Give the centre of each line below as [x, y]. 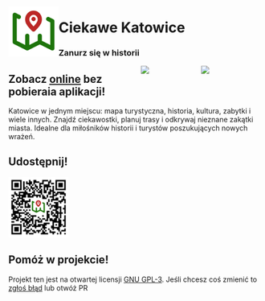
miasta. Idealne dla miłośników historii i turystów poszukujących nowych [128, 128]
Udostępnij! [38, 162]
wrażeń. [22, 136]
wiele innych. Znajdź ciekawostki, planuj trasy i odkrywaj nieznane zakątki [131, 119]
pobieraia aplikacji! [57, 91]
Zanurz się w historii [99, 53]
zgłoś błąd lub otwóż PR [48, 287]
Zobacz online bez [55, 79]
